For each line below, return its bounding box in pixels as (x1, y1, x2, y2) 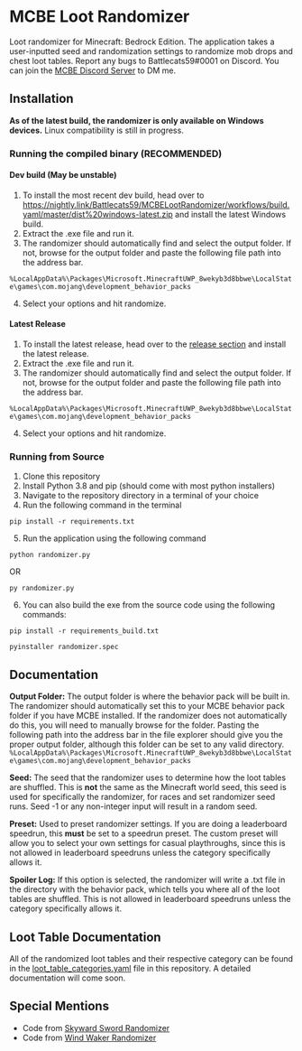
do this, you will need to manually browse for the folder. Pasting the (9, 720, 260, 730)
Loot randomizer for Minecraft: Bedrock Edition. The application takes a (9, 36, 275, 47)
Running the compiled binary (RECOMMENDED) (9, 147, 223, 160)
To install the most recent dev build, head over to (22, 190, 205, 200)
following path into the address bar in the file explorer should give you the (9, 730, 284, 740)
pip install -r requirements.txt (9, 517, 135, 526)
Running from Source (9, 451, 105, 462)
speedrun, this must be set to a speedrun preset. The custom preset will (9, 828, 279, 839)
